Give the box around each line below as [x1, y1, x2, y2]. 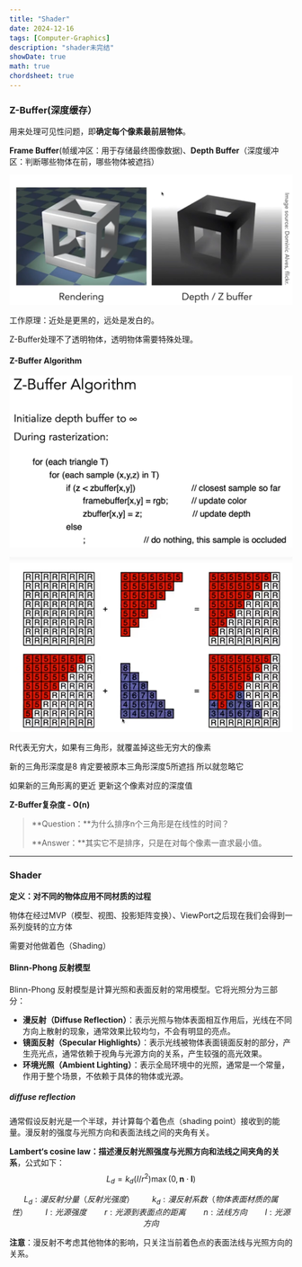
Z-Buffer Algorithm [9, 355, 83, 366]
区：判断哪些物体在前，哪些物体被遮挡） [9, 156, 159, 167]
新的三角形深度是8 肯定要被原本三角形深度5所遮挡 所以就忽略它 [9, 761, 244, 772]
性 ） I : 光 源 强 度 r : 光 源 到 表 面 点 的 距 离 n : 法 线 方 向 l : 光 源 [12, 1207, 290, 1218]
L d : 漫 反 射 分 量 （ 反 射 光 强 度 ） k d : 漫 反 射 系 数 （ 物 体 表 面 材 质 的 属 [23, 1194, 279, 1207]
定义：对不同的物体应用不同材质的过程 [9, 890, 151, 901]
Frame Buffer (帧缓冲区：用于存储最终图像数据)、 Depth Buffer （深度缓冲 [9, 145, 280, 156]
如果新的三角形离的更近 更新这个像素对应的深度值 [9, 781, 193, 791]
